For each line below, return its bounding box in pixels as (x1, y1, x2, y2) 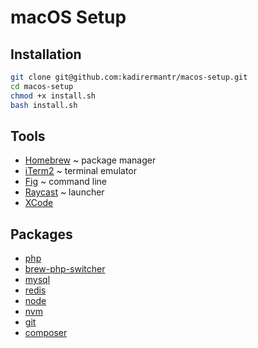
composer (24, 327, 68, 339)
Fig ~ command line (24, 176, 107, 188)
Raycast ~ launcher (24, 186, 105, 198)
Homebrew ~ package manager (24, 154, 157, 166)
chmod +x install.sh (10, 91, 97, 101)
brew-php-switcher (24, 263, 106, 275)
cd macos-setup (10, 81, 74, 91)
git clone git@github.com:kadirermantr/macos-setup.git (10, 72, 248, 82)
